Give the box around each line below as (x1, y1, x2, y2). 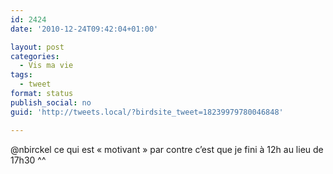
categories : (10, 51, 60, 61)
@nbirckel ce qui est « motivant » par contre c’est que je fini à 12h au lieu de (10, 143, 324, 155)
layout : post (10, 42, 65, 52)
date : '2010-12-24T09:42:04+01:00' (10, 24, 159, 34)
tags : (10, 70, 33, 80)
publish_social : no (10, 97, 92, 108)
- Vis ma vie (19, 61, 74, 71)
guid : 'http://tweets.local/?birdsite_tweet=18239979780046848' (10, 107, 284, 117)
